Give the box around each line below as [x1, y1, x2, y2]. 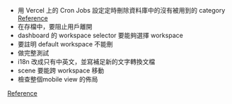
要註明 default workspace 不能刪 [17, 40, 113, 48]
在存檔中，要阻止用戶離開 [17, 22, 93, 30]
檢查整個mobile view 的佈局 [17, 75, 98, 83]
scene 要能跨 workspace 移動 [17, 66, 105, 74]
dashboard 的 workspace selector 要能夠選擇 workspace [17, 31, 184, 39]
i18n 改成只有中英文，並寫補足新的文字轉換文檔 [17, 58, 156, 65]
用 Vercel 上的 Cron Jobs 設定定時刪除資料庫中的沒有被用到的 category [17, 6, 226, 14]
